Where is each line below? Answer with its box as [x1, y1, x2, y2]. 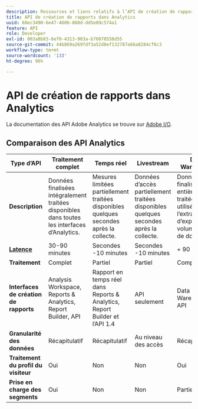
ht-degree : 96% [6, 58, 44, 64]
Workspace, [48, 283, 82, 291]
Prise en [9, 378, 33, 387]
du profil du [9, 361, 42, 369]
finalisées [48, 184, 75, 192]
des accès [134, 340, 163, 349]
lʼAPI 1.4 [92, 320, 115, 328]
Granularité [9, 329, 42, 337]
